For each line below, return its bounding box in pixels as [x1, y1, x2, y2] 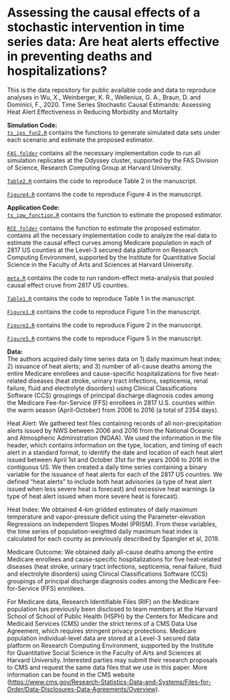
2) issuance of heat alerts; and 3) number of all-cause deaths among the [7, 362, 212, 370]
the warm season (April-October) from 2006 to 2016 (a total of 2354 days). [7, 406, 219, 414]
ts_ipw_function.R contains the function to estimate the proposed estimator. [7, 211, 222, 219]
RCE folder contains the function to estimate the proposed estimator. [7, 224, 201, 232]
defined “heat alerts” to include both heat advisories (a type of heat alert [7, 477, 212, 485]
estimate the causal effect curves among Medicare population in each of [7, 238, 212, 246]
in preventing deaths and [7, 49, 153, 65]
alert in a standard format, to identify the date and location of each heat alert [7, 448, 223, 456]
